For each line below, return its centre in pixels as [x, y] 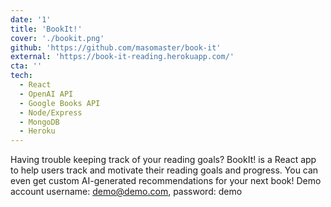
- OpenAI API [46, 94]
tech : [21, 76]
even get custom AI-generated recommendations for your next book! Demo [166, 181]
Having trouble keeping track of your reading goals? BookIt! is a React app [163, 160]
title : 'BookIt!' [46, 29]
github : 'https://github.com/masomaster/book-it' [116, 47]
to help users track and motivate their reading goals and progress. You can [164, 170]
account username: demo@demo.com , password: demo [126, 192]
